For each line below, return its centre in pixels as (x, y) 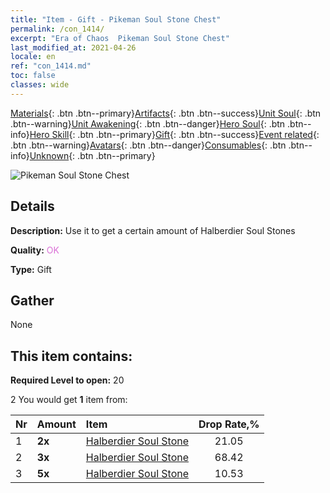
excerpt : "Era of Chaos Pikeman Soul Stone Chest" (120, 38)
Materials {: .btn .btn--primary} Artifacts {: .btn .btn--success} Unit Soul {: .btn (166, 113)
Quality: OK (35, 250)
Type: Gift (31, 269)
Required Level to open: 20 (67, 380)
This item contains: (71, 356)
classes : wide (40, 85)
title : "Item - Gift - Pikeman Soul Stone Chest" (116, 19)
